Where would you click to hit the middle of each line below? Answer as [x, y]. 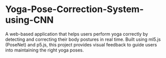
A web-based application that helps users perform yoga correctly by [77, 34]
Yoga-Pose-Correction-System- [75, 9]
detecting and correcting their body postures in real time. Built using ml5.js [83, 39]
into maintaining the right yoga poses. [45, 50]
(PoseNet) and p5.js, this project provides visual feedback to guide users [81, 44]
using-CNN [30, 20]
